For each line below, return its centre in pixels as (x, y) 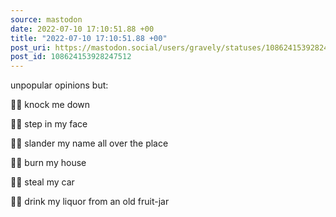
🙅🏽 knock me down (50, 105)
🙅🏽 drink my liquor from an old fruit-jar (90, 202)
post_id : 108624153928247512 (71, 57)
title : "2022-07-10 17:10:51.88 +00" (89, 38)
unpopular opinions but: (59, 85)
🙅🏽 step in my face (49, 124)
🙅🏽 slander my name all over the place (89, 143)
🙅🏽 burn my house (48, 163)
